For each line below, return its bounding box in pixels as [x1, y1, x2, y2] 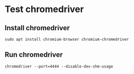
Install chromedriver [5, 24, 70, 32]
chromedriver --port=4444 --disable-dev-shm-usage [5, 64, 113, 69]
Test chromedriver [5, 4, 84, 15]
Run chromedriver [5, 50, 63, 59]
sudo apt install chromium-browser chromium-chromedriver [5, 37, 129, 42]
